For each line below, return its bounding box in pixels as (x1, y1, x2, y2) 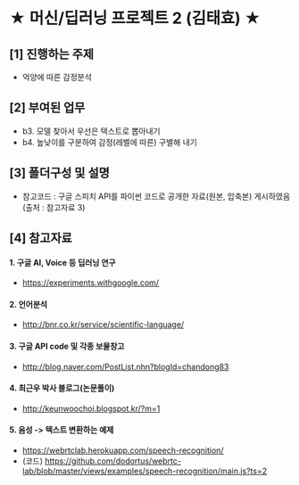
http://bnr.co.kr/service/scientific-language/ (21, 319, 185, 330)
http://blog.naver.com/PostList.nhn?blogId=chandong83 (21, 361, 229, 372)
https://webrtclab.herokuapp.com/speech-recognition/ (21, 445, 225, 456)
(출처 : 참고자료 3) (21, 201, 86, 212)
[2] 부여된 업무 (9, 100, 86, 116)
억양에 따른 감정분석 (21, 72, 92, 82)
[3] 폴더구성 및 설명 (9, 166, 110, 181)
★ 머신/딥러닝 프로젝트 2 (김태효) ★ (9, 8, 262, 29)
